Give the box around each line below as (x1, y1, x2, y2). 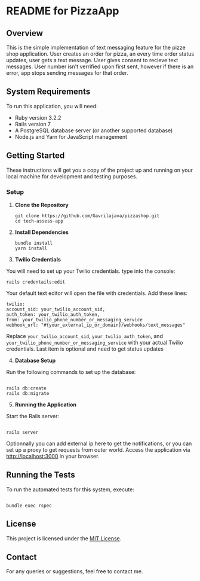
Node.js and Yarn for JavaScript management (14, 133, 127, 140)
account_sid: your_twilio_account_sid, (6, 306, 106, 312)
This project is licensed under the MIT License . (6, 534, 122, 542)
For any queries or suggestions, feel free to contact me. (6, 568, 143, 575)
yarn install (14, 245, 48, 251)
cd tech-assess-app (14, 218, 64, 224)
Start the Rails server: (6, 412, 60, 419)
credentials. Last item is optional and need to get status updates (6, 345, 164, 352)
